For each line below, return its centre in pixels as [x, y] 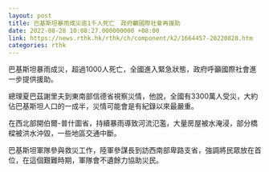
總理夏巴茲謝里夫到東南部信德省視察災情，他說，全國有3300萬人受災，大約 [133, 96]
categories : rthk [37, 46]
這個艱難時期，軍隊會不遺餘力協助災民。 [96, 160]
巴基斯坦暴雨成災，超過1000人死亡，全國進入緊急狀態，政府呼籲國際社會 [129, 70]
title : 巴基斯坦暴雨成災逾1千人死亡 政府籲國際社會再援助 [94, 23]
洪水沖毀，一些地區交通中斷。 [71, 134]
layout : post [30, 16]
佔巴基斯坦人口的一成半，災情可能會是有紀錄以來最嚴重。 [103, 106]
